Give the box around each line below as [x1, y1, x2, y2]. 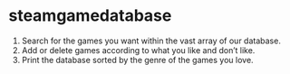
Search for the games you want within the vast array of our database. [21, 35, 282, 46]
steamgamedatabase [8, 5, 172, 26]
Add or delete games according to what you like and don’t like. [21, 44, 256, 55]
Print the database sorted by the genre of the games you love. [21, 54, 255, 65]
